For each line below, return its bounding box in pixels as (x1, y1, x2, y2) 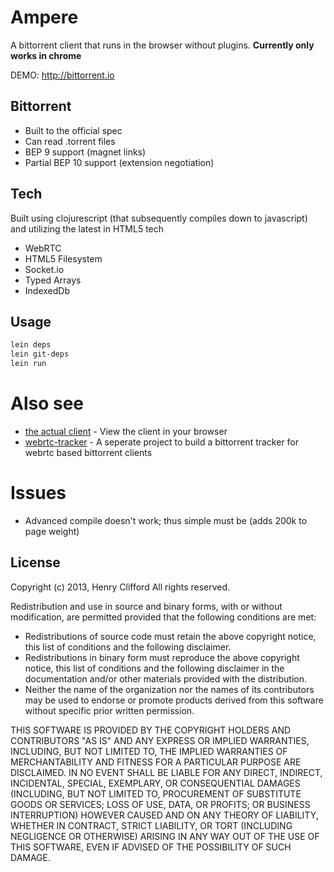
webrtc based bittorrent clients (24, 446, 153, 458)
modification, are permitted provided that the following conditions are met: (10, 611, 317, 623)
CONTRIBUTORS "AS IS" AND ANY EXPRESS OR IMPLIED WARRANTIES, (10, 734, 310, 746)
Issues (10, 482, 67, 505)
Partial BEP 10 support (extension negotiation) (24, 156, 215, 168)
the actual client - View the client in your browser (24, 425, 228, 437)
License (10, 554, 61, 571)
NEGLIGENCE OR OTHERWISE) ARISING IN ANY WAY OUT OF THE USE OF (10, 830, 320, 842)
